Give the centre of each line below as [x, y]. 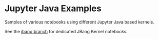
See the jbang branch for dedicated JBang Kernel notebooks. [66, 31]
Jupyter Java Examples [53, 9]
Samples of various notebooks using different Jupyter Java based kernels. [79, 22]
